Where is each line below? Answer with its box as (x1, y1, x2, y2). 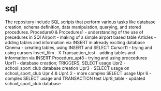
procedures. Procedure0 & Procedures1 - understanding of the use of (5, 29, 144, 35)
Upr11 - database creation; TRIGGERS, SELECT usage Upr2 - (5, 60, 126, 66)
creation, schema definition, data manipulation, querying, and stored (5, 24, 141, 30)
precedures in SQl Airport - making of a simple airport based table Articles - (5, 34, 156, 40)
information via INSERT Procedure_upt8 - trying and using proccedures (5, 55, 147, 61)
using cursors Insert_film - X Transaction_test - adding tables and (5, 49, 135, 56)
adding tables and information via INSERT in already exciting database (5, 39, 145, 45)
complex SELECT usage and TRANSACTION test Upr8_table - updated (5, 76, 146, 81)
